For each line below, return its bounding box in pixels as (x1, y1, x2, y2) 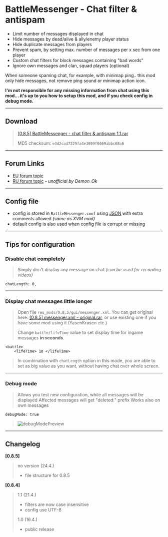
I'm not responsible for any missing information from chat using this (5, 87, 149, 93)
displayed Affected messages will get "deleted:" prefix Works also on (17, 397, 160, 403)
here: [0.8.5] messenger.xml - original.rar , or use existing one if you (17, 314, 156, 321)
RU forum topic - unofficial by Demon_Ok (12, 178, 97, 184)
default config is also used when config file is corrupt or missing (12, 221, 145, 227)
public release (24, 526, 54, 532)
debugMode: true (5, 412, 39, 417)
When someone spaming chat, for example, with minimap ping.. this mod (5, 72, 155, 78)
